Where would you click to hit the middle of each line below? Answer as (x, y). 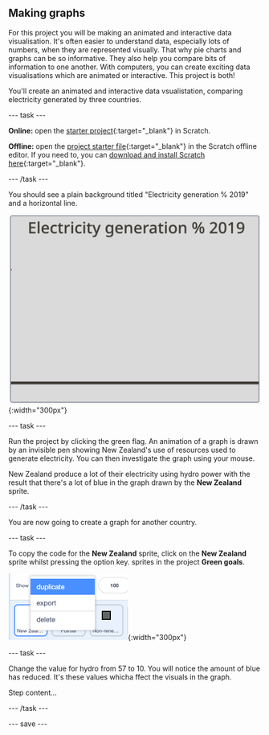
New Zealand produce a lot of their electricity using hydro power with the (129, 474)
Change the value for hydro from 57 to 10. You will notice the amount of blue (134, 669)
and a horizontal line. (43, 203)
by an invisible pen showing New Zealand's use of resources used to (122, 450)
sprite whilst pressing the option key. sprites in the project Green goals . (126, 562)
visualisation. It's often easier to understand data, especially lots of (119, 41)
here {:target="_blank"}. (47, 163)
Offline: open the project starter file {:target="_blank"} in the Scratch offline (132, 146)
